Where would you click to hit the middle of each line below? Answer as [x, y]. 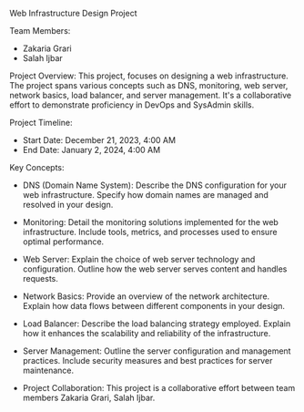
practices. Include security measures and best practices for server [147, 360]
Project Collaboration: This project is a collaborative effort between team [159, 388]
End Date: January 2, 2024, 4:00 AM [91, 150]
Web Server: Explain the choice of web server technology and [139, 259]
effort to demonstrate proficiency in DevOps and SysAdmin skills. [132, 105]
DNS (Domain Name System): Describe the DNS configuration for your [155, 185]
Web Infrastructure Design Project [73, 13]
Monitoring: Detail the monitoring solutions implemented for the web [151, 222]
